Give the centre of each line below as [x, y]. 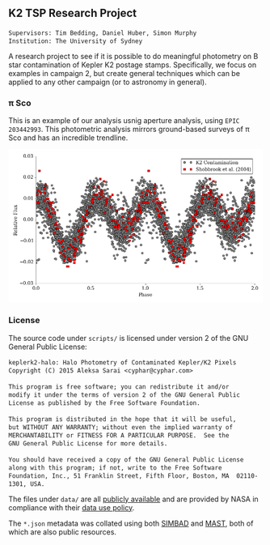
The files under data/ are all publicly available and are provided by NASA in [133, 499]
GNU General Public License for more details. [88, 443]
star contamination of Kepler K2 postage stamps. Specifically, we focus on [133, 65]
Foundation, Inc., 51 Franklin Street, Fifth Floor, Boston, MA [119, 476]
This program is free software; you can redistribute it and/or [119, 387]
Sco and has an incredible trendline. [68, 138]
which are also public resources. [63, 532]
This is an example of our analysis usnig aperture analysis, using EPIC [124, 121]
